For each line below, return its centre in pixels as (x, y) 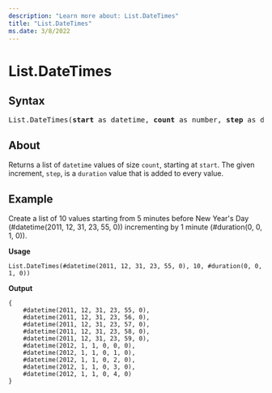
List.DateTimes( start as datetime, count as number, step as (132, 120)
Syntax (27, 101)
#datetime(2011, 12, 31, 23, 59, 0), (87, 339)
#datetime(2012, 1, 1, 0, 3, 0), (79, 367)
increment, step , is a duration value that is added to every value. (116, 173)
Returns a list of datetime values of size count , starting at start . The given (132, 165)
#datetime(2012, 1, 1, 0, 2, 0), (79, 360)
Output (21, 288)
